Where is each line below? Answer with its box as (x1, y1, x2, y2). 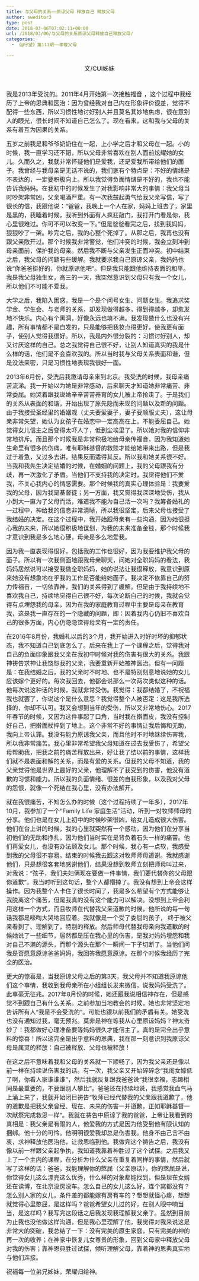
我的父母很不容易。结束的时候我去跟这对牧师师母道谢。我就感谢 (12, 851, 191, 860)
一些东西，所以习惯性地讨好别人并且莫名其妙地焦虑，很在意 (18, 107, 185, 116)
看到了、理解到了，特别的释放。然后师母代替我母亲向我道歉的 (12, 922, 185, 931)
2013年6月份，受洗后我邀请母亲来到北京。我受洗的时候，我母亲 (6, 372, 184, 381)
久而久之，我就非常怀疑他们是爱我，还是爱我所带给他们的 (18, 157, 179, 166)
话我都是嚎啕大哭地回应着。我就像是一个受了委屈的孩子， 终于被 (6, 914, 186, 922)
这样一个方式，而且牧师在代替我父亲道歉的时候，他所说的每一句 (12, 905, 191, 913)
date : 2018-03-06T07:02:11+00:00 (6, 25, 89, 31)
